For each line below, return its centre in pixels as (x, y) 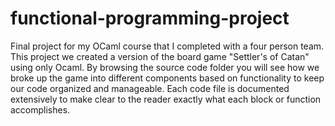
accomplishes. (40, 109)
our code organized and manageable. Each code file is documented (150, 88)
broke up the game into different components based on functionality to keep (167, 78)
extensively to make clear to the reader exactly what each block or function (166, 99)
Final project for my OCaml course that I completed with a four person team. (167, 46)
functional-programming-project (150, 18)
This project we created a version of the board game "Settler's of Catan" (160, 56)
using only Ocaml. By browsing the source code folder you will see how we (165, 67)
